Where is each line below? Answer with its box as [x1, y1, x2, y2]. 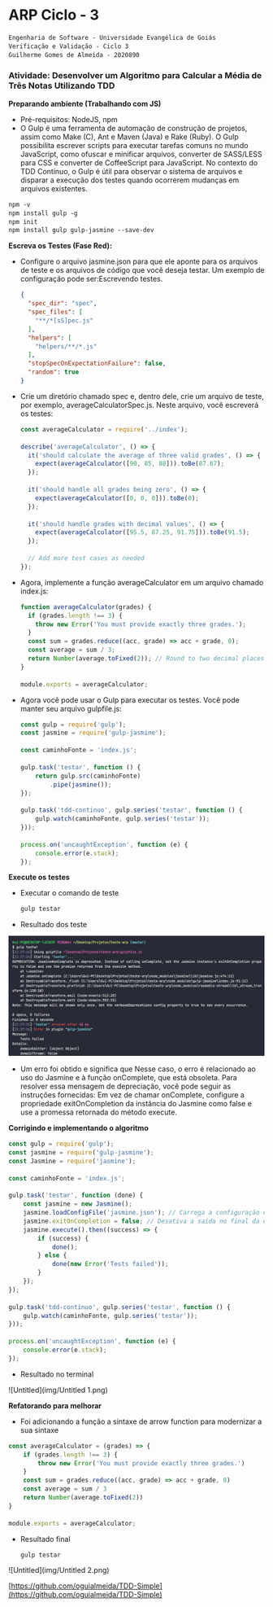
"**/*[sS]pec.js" [35, 316, 93, 325]
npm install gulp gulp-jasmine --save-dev [8, 226, 154, 234]
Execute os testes [8, 873, 71, 882]
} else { [37, 1251, 67, 1259]
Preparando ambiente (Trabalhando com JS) [8, 99, 162, 108]
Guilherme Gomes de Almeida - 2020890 [8, 50, 140, 59]
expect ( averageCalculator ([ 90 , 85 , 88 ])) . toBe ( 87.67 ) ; [35, 460, 225, 468]
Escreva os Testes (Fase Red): [8, 241, 112, 251]
